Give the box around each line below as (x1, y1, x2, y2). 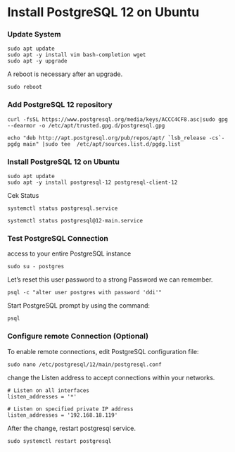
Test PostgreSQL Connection (7, 234, 109, 243)
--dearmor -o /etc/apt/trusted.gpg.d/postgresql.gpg (7, 122, 165, 129)
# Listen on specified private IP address (7, 406, 134, 413)
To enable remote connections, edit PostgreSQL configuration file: (7, 347, 199, 356)
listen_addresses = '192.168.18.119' (7, 411, 118, 419)
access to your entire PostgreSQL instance (7, 249, 132, 258)
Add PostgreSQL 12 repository (7, 100, 113, 110)
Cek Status (7, 192, 39, 200)
